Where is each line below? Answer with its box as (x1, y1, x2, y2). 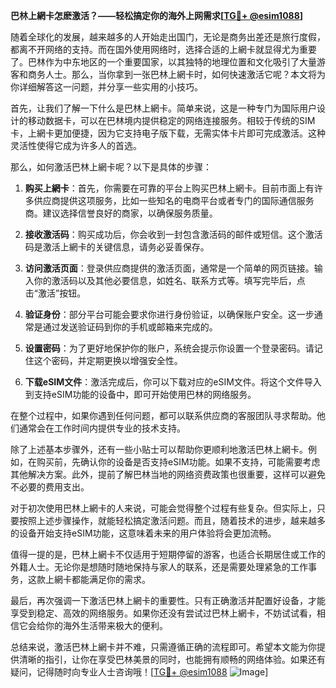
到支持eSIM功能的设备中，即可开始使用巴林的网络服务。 (24, 389, 257, 400)
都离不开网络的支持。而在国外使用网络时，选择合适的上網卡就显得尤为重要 (10, 44, 317, 55)
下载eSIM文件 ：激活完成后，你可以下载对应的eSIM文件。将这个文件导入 (24, 376, 322, 388)
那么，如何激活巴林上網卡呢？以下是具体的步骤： (10, 161, 212, 173)
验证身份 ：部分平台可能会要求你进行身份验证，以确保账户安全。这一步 (24, 309, 315, 320)
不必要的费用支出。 (10, 481, 90, 493)
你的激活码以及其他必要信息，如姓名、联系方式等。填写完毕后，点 (33, 275, 306, 286)
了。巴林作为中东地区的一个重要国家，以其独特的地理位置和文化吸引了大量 (10, 56, 317, 68)
